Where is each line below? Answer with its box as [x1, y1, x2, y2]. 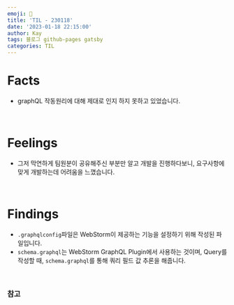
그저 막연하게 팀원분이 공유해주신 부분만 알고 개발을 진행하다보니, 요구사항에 [17, 158, 225, 168]
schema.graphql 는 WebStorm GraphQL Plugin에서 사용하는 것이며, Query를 [17, 247, 228, 255]
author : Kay [7, 29, 42, 37]
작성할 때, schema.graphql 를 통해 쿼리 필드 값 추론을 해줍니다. [17, 256, 187, 265]
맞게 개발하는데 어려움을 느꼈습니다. [17, 168, 115, 176]
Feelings [7, 135, 58, 151]
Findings [7, 207, 59, 222]
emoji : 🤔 [7, 10, 33, 17]
